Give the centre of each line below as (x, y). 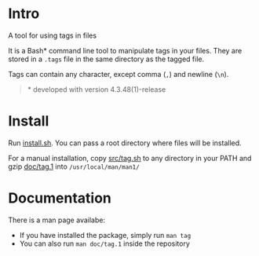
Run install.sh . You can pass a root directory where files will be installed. (125, 143)
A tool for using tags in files (52, 35)
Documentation (60, 198)
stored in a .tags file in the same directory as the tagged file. (106, 59)
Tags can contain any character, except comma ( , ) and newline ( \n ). (119, 74)
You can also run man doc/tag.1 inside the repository (105, 243)
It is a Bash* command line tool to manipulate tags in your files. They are (125, 50)
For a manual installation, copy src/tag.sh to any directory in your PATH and (130, 158)
